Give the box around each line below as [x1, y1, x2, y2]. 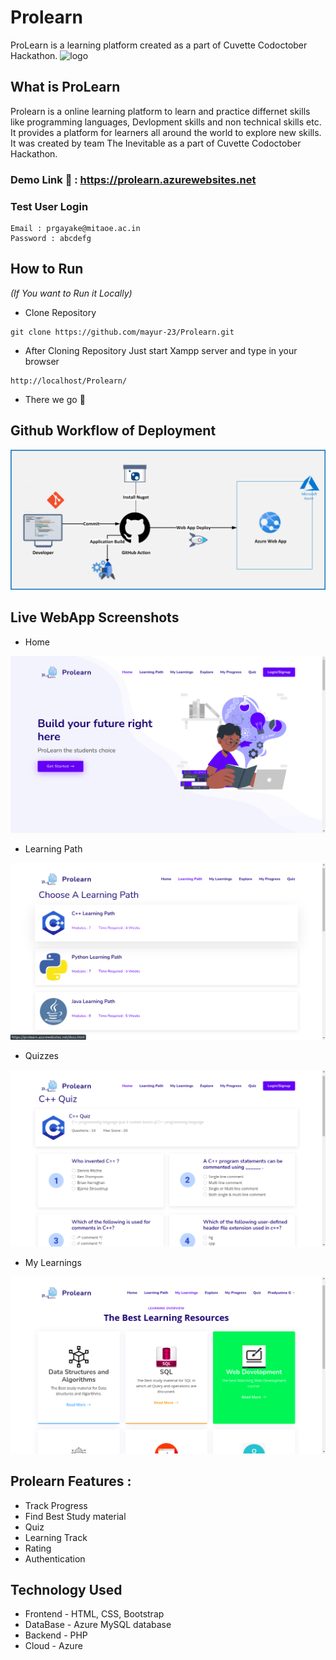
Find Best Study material [24, 1510, 127, 1522]
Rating [24, 1542, 52, 1554]
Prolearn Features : [10, 1473, 132, 1490]
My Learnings [24, 1256, 82, 1268]
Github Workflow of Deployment [10, 422, 217, 440]
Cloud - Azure [24, 1640, 83, 1652]
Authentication [24, 1552, 86, 1565]
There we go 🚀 [24, 393, 86, 405]
